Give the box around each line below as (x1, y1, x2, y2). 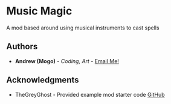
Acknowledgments (6, 75, 80, 85)
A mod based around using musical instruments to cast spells (6, 24, 160, 31)
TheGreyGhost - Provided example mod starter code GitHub (15, 91, 165, 98)
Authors (6, 41, 38, 52)
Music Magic (6, 4, 73, 18)
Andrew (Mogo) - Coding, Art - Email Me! (15, 57, 120, 64)
